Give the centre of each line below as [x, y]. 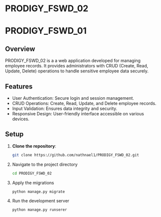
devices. [21, 119]
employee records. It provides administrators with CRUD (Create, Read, [77, 66]
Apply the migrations [33, 183]
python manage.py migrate [38, 192]
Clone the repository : [34, 146]
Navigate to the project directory [45, 164]
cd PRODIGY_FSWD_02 [32, 173]
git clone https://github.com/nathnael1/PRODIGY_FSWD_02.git [76, 155]
